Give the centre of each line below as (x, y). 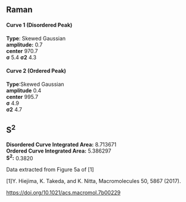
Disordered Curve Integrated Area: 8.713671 (61, 144)
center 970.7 (22, 51)
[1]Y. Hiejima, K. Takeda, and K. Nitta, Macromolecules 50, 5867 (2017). (94, 181)
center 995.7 (22, 97)
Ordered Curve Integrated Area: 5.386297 (59, 151)
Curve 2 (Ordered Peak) (36, 71)
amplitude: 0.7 (24, 45)
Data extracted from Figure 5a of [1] (50, 170)
